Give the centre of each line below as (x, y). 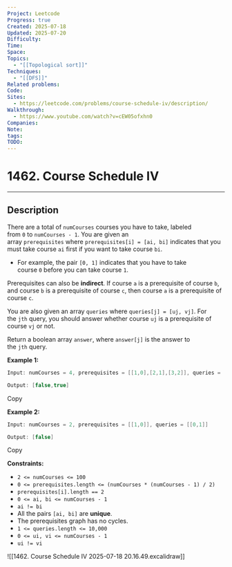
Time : (15, 46)
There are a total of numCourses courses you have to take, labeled (99, 227)
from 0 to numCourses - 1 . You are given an (68, 234)
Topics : (18, 59)
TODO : (15, 142)
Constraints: (26, 463)
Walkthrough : (26, 110)
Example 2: (23, 411)
